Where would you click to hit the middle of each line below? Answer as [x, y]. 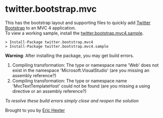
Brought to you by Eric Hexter [35, 110]
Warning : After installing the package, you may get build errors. [69, 56]
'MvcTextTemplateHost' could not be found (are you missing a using [81, 86]
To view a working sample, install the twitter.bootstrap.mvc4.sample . [74, 33]
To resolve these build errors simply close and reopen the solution [72, 101]
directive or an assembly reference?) [49, 91]
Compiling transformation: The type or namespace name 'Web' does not [85, 65]
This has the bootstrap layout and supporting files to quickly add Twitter [78, 23]
